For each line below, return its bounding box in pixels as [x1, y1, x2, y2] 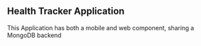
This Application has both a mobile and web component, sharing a [7, 23, 194, 32]
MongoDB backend [7, 31, 62, 39]
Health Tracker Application [7, 5, 125, 17]
